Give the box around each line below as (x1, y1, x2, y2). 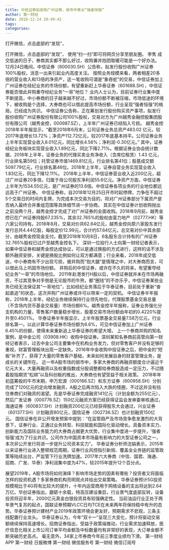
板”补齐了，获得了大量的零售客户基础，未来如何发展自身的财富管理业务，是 (5, 353, 162, 359)
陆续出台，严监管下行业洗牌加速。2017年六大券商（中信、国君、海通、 (14, 453, 160, 460)
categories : (5, 26, 30, 31)
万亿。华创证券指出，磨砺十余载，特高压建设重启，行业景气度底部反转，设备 (5, 489, 164, 495)
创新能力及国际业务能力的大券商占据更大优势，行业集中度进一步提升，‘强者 (5, 428, 161, 434)
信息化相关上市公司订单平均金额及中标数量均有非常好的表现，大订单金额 (9, 527, 159, 533)
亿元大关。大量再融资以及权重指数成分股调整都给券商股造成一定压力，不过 (5, 365, 159, 372)
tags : (5, 21, 17, 27)
